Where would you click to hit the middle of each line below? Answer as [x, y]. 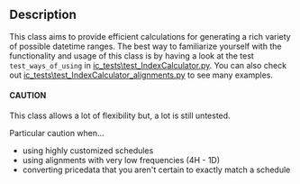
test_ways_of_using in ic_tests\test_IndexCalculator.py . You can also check [148, 65]
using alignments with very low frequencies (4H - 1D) [121, 161]
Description [43, 15]
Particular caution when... [57, 133]
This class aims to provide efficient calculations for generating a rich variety [150, 36]
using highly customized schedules [88, 151]
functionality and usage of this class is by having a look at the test [132, 55]
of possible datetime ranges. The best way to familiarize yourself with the [145, 46]
